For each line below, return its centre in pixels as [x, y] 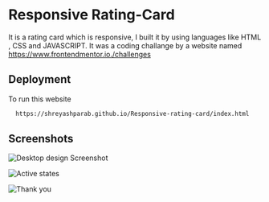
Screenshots [41, 139]
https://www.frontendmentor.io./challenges [79, 54]
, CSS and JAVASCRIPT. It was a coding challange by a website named [125, 45]
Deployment [40, 79]
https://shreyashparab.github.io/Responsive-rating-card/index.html [132, 113]
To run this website [40, 99]
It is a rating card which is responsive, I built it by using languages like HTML [135, 37]
